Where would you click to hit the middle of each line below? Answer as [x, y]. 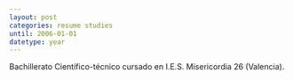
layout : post [33, 17]
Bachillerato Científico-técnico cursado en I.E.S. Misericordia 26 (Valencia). [147, 67]
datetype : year [37, 42]
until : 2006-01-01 [43, 33]
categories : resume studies [61, 25]
